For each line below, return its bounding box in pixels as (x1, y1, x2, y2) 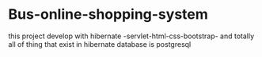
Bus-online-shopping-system (8, 5, 208, 23)
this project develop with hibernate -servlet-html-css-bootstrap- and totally (8, 31, 255, 41)
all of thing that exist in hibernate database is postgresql (8, 39, 192, 48)
